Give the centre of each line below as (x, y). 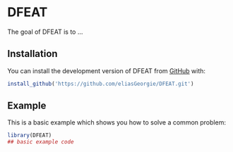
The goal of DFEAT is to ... (45, 32)
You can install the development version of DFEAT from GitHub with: (107, 70)
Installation (32, 54)
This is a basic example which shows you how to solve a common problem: (116, 122)
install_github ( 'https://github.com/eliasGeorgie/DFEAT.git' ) (101, 84)
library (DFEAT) (30, 135)
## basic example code (41, 142)
